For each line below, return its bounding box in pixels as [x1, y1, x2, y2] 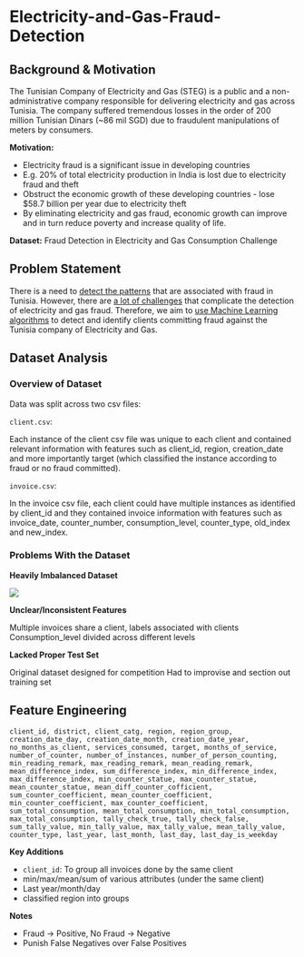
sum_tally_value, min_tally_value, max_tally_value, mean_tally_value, [9, 822, 286, 832]
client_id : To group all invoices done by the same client [22, 863, 233, 874]
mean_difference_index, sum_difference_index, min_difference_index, [9, 766, 279, 775]
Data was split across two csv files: [9, 398, 142, 409]
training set [9, 676, 52, 687]
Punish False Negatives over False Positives [22, 937, 188, 948]
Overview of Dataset [9, 378, 103, 390]
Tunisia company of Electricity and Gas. [9, 324, 158, 335]
